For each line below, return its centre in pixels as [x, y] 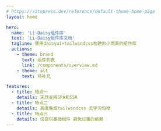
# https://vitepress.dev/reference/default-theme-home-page [81, 11]
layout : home [22, 17]
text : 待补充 [36, 76]
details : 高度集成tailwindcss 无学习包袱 [64, 108]
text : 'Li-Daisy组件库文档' [43, 38]
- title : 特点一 [30, 92]
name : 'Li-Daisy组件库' [39, 33]
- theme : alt [32, 70]
